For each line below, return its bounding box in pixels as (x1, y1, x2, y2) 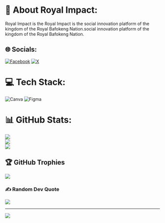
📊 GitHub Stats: (5, 114, 72, 125)
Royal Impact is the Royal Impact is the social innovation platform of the (5, 21, 150, 27)
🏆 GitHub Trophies (5, 158, 65, 167)
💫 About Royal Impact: (5, 4, 98, 16)
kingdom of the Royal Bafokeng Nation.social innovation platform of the (5, 26, 150, 31)
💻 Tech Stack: (5, 76, 66, 87)
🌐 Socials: (5, 45, 37, 54)
